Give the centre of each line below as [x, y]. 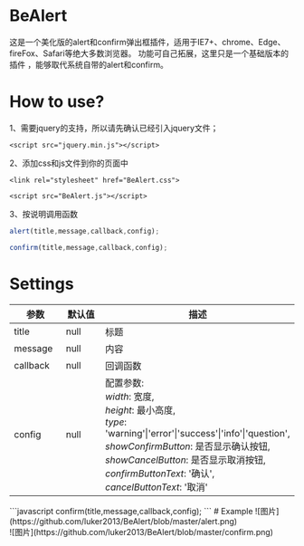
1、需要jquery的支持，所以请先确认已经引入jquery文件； [114, 128]
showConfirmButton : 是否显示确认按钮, [188, 446]
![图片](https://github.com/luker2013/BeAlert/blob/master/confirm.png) [142, 532]
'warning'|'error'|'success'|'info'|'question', [198, 433]
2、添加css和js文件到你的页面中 [69, 163]
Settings [42, 284]
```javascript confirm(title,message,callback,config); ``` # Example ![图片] [144, 511]
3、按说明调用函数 [44, 214]
